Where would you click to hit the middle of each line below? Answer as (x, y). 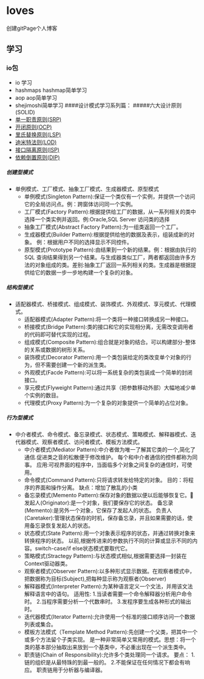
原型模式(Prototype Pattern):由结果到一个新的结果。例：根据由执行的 (110, 249)
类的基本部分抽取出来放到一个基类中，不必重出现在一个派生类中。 (107, 647)
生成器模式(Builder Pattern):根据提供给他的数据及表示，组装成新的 (107, 234)
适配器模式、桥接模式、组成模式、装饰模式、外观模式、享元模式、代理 (103, 304)
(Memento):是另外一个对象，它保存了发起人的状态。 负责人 (98, 510)
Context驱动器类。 (47, 564)
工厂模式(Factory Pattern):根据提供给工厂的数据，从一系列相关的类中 (110, 212)
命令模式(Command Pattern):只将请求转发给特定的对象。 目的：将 (106, 480)
